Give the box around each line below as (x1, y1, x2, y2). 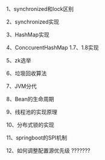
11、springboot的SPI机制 (6, 134, 68, 141)
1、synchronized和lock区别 (6, 5, 74, 12)
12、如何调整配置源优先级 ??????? (6, 147, 91, 154)
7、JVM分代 (6, 82, 37, 90)
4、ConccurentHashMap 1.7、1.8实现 (6, 44, 99, 51)
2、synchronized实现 (6, 18, 59, 25)
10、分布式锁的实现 (6, 121, 54, 128)
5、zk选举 (6, 57, 31, 64)
